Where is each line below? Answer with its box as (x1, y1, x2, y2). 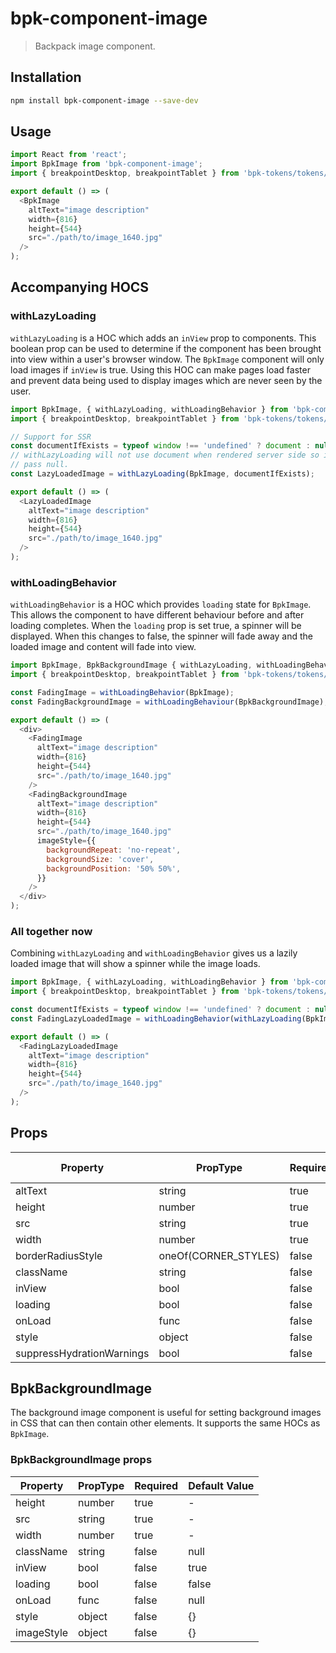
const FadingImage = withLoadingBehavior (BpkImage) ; (10, 687, 235, 697)
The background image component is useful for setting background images (10, 1407, 322, 1419)
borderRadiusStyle (15, 1248, 103, 1262)
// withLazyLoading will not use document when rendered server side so (10, 450, 320, 461)
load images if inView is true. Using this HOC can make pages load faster (10, 363, 311, 376)
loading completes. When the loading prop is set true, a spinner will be (10, 620, 302, 632)
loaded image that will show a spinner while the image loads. (10, 958, 261, 970)
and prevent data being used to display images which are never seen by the (10, 374, 323, 386)
